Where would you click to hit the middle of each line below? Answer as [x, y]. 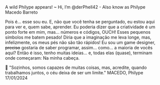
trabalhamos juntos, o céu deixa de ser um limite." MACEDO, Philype [74, 73]
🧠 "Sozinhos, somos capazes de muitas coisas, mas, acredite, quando [76, 67]
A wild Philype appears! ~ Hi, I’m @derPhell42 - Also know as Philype [75, 7]
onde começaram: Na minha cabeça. [42, 58]
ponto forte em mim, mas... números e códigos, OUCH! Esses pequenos [78, 32]
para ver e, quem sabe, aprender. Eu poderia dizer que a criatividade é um [80, 27]
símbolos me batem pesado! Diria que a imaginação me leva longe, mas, [78, 37]
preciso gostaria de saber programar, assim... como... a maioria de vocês [79, 48]
